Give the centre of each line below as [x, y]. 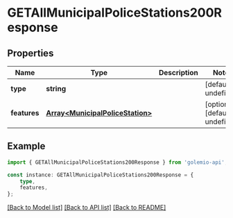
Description [179, 73]
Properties [31, 53]
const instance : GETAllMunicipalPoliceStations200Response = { [101, 175]
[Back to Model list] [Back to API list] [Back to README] [87, 208]
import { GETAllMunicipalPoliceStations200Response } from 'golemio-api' [116, 162]
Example [26, 146]
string [56, 89]
